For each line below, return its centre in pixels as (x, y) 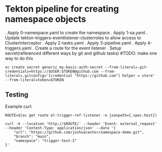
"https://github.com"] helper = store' (115, 76)
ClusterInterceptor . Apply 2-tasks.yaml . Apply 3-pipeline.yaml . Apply (76, 43)
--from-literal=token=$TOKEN (34, 80)
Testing (17, 95)
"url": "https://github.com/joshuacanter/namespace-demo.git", (79, 132)
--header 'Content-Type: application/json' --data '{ (61, 128)
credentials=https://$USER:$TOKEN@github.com (52, 71)
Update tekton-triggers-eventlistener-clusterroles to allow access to (73, 38)
